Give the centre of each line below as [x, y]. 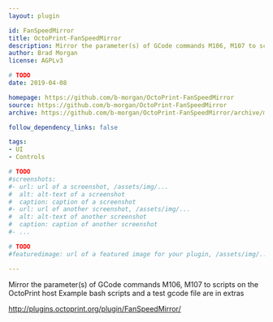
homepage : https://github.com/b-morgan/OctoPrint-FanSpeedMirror [121, 97]
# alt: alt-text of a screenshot [67, 194]
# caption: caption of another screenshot [83, 225]
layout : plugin [34, 16]
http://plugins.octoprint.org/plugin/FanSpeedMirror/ [95, 308]
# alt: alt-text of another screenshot [78, 217]
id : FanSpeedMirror [41, 30]
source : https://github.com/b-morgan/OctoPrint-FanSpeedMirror [118, 105]
